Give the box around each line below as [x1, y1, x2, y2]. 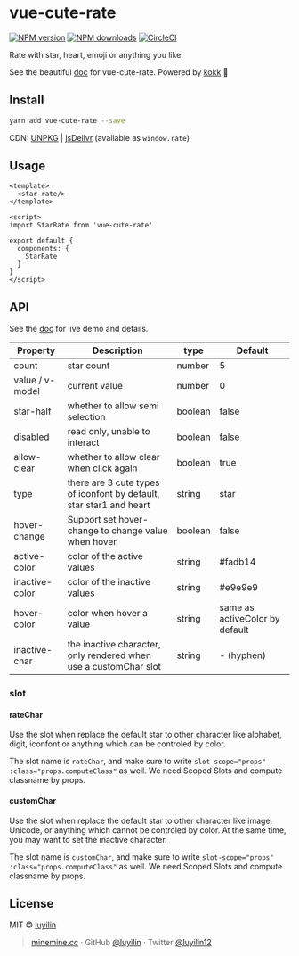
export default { [9, 236, 74, 245]
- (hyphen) [219, 649, 267, 662]
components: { [17, 244, 69, 253]
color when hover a [67, 607, 149, 620]
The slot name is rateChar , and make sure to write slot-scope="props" [9, 756, 267, 767]
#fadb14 [219, 556, 256, 568]
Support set [67, 514, 117, 526]
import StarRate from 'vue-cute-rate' [9, 221, 153, 230]
